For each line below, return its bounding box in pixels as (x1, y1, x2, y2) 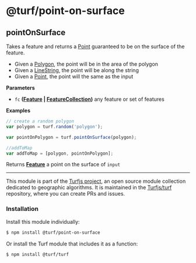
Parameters (6, 84, 35, 91)
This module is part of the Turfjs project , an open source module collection (6, 177, 186, 185)
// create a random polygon (6, 118, 75, 124)
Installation (6, 205, 39, 213)
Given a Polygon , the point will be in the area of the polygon (14, 60, 159, 67)
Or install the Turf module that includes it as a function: (6, 240, 138, 247)
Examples (6, 107, 31, 114)
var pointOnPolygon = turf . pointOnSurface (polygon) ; (6, 134, 137, 140)
